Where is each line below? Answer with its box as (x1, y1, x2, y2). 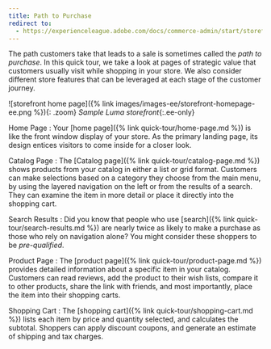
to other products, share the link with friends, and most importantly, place (8, 282, 252, 292)
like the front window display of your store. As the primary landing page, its (8, 132, 258, 141)
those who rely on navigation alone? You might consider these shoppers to (8, 232, 257, 242)
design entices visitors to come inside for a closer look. (8, 141, 192, 150)
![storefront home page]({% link (8, 99, 115, 109)
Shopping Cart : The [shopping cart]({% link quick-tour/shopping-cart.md (8, 306, 254, 316)
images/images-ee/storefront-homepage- (115, 99, 256, 109)
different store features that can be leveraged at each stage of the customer (8, 74, 261, 85)
